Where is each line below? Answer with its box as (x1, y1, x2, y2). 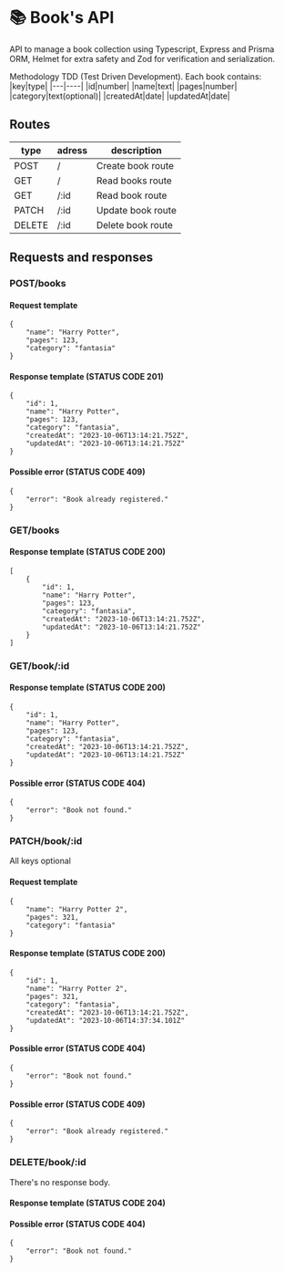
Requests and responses (9, 250, 153, 266)
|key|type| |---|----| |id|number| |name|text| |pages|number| (9, 80, 238, 91)
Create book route (96, 159, 175, 172)
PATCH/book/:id (9, 835, 83, 848)
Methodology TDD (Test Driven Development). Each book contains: (9, 70, 262, 82)
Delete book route (96, 218, 173, 231)
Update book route (96, 203, 177, 216)
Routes (9, 117, 51, 132)
